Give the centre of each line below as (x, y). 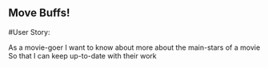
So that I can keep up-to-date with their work (83, 55)
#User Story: (29, 32)
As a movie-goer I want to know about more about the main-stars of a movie (134, 47)
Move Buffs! (39, 13)
